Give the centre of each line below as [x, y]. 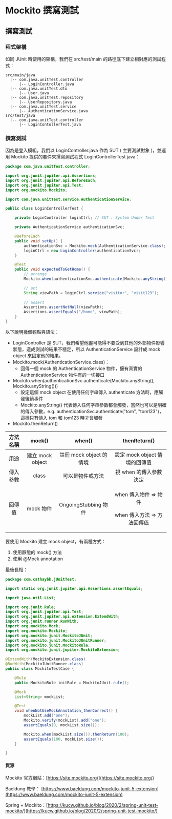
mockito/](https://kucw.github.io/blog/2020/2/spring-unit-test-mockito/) [81, 811]
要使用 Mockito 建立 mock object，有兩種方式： [56, 541]
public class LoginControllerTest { [44, 209]
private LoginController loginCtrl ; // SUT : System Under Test [84, 218]
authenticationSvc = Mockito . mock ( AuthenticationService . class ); [95, 246]
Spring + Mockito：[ [27, 805]
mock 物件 [39, 508]
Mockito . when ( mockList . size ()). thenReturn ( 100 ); [77, 734]
